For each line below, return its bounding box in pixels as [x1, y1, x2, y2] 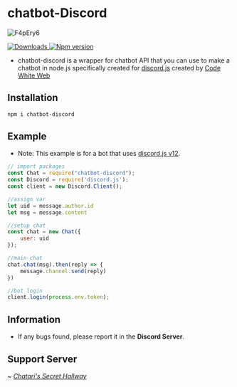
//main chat [7, 255, 43, 262]
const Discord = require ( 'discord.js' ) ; [7, 176, 130, 184]
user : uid [20, 235, 50, 243]
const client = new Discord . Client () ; [7, 183, 122, 190]
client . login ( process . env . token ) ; [7, 294, 110, 301]
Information [7, 313, 61, 325]
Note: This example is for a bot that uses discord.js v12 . [17, 149, 181, 158]
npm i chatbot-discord [7, 110, 75, 118]
